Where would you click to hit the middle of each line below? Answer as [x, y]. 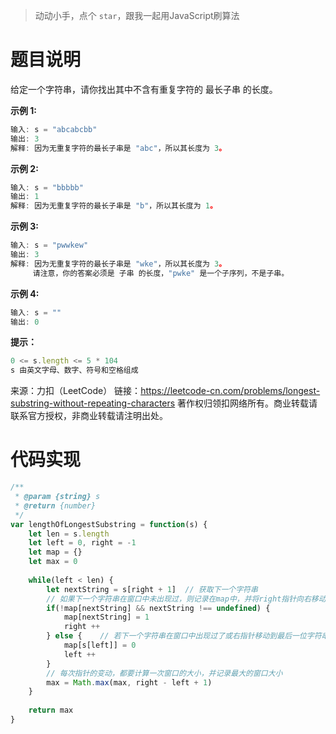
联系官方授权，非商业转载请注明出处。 [89, 416]
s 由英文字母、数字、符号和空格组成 [74, 370]
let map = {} [55, 552]
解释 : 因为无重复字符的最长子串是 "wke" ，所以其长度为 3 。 [118, 264]
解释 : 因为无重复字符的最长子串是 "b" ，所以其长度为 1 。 [114, 206]
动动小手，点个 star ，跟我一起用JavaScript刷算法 [137, 15]
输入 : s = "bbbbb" [47, 187]
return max [51, 710]
